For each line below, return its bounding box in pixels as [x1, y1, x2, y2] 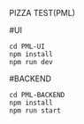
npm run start [9, 106, 62, 115]
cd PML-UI [9, 42, 46, 51]
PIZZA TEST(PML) [9, 8, 76, 18]
